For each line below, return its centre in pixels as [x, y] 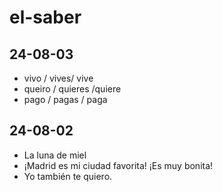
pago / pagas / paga [65, 99]
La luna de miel [55, 155]
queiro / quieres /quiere [72, 89]
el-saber [45, 17]
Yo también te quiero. [68, 176]
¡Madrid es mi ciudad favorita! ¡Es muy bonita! [118, 165]
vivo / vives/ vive [58, 78]
